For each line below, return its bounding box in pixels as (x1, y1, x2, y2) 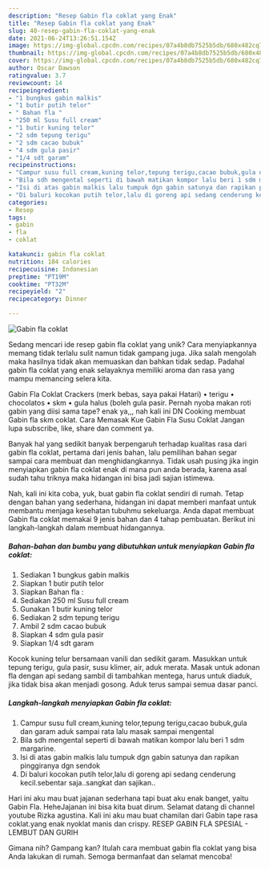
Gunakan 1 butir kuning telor (19, 604, 114, 614)
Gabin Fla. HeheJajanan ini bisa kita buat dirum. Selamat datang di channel (8, 802, 255, 811)
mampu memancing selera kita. (8, 374, 112, 383)
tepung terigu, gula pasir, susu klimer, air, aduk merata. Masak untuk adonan (8, 662, 260, 671)
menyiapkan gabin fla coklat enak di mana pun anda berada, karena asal (8, 465, 247, 474)
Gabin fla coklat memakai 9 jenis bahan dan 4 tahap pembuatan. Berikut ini (8, 515, 256, 524)
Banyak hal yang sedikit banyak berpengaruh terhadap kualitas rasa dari (8, 439, 247, 448)
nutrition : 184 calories (8, 258, 91, 266)
